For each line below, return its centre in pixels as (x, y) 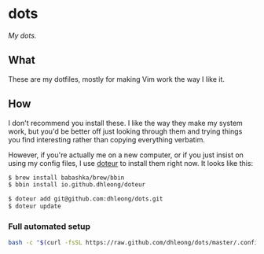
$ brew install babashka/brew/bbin (66, 178)
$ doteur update (35, 206)
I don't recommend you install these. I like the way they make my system (126, 123)
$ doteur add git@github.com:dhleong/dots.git (86, 199)
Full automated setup (49, 226)
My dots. (22, 35)
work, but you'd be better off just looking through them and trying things (125, 131)
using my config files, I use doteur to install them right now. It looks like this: (131, 163)
